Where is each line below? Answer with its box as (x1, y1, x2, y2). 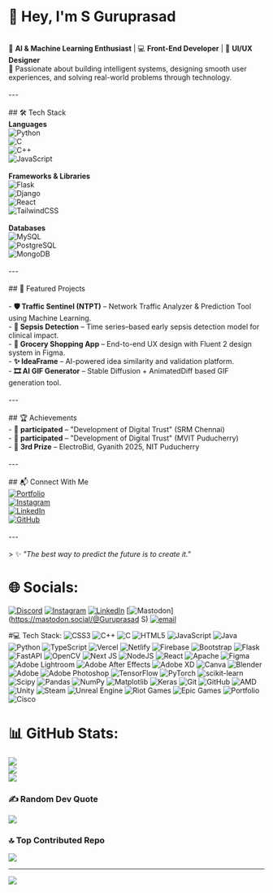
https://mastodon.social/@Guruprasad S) (11, 614, 149, 624)
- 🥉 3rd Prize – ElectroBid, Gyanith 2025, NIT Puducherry (8, 441, 200, 451)
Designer (8, 55, 41, 64)
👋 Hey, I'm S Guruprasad (8, 7, 176, 26)
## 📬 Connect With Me (8, 476, 89, 487)
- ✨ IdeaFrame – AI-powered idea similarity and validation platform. (8, 356, 235, 366)
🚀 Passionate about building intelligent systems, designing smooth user (8, 63, 247, 73)
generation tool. (8, 378, 62, 387)
